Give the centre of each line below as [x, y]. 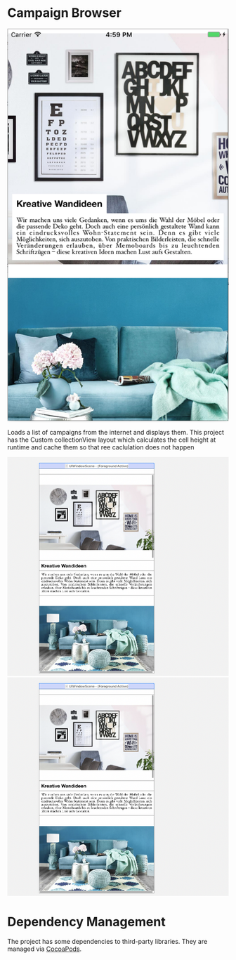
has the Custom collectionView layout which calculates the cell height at [112, 440]
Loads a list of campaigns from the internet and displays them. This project [116, 433]
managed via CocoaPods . [45, 949]
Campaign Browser [64, 13]
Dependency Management [87, 922]
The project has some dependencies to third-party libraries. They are [107, 941]
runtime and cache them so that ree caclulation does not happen [101, 447]
